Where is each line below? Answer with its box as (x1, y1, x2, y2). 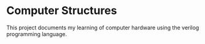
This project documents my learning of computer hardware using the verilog (6, 24, 199, 31)
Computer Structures (6, 4, 117, 18)
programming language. (6, 30, 68, 37)
